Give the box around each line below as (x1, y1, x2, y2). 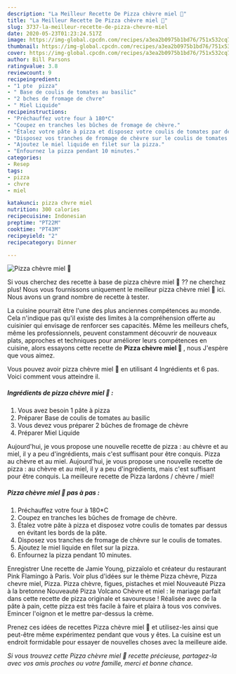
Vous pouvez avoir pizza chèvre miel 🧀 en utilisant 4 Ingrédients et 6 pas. (7, 365, 220, 374)
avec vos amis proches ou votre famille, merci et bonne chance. (7, 659, 193, 668)
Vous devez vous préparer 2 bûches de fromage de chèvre (17, 421, 188, 430)
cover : (7, 50, 27, 57)
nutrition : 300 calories (7, 206, 80, 213)
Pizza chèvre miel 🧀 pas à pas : (7, 488, 100, 497)
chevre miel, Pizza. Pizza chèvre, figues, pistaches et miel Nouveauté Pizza (7, 580, 226, 588)
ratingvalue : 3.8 (7, 63, 58, 70)
